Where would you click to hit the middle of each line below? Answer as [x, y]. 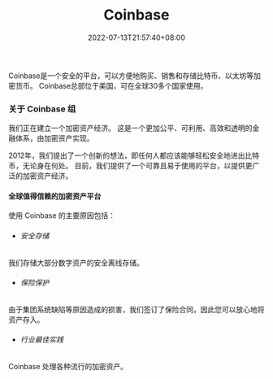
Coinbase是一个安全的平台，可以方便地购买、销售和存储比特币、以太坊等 [131, 76]
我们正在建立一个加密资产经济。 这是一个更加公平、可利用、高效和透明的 [130, 129]
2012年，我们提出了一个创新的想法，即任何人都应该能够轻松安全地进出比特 [134, 155]
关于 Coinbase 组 [42, 109]
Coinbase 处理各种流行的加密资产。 [68, 367]
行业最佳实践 [41, 340]
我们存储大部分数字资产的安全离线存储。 [76, 263]
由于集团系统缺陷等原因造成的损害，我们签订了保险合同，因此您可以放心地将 [136, 309]
